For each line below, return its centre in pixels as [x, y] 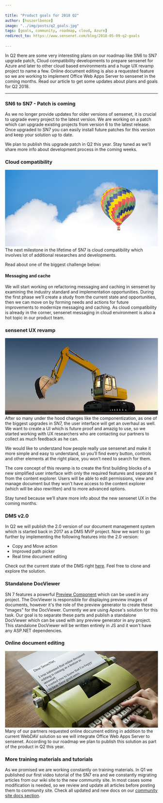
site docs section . [23, 796]
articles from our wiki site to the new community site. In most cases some [78, 780]
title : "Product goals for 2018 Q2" [42, 15]
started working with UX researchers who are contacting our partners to [77, 434]
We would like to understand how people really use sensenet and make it [78, 448]
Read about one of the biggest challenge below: [53, 264]
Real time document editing [39, 557]
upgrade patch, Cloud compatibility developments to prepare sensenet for [79, 60]
